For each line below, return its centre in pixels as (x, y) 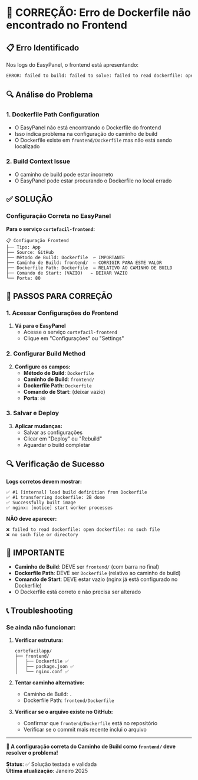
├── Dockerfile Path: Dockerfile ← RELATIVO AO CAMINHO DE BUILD (89, 268)
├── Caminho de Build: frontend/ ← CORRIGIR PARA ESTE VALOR (84, 263)
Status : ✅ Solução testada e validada (52, 764)
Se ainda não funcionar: (41, 627)
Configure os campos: (42, 367)
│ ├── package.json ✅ (44, 667)
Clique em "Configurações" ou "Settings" (74, 338)
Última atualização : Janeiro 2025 (47, 771)
